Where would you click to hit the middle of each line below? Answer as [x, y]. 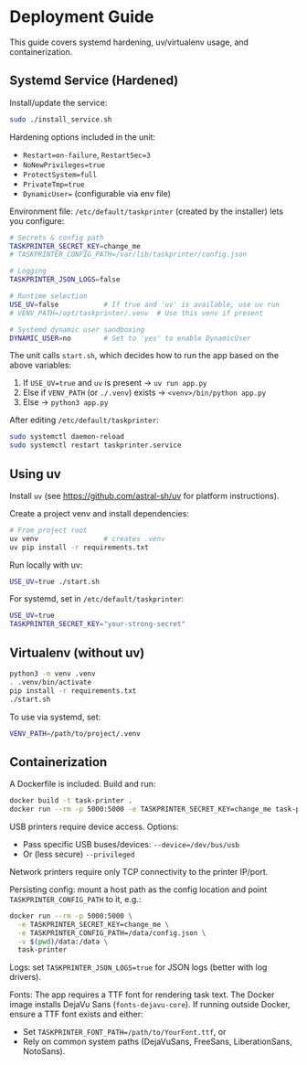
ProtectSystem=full [60, 175]
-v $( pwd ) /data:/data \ [63, 942]
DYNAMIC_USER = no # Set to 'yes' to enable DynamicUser [130, 338]
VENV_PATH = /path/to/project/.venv [75, 733]
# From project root [49, 530]
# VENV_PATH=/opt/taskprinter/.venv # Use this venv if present [136, 313]
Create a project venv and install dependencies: [100, 513]
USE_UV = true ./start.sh [55, 581]
